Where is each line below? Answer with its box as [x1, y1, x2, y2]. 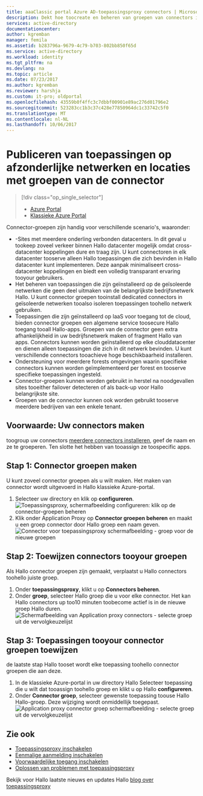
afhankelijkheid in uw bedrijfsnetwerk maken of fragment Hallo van [14, 332, 182, 340]
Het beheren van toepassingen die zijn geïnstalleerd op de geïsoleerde [14, 280, 192, 288]
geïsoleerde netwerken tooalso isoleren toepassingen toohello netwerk [14, 300, 192, 307]
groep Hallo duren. [14, 605, 62, 612]
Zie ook [6, 729, 35, 739]
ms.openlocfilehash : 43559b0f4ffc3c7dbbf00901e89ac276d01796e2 [6, 99, 169, 105]
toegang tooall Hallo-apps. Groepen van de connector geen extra [14, 326, 178, 333]
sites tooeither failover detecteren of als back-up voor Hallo [14, 383, 164, 391]
